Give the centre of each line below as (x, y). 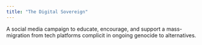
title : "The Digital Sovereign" (47, 12)
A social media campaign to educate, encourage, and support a (86, 29)
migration (18, 35)
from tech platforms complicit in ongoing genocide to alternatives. (114, 35)
